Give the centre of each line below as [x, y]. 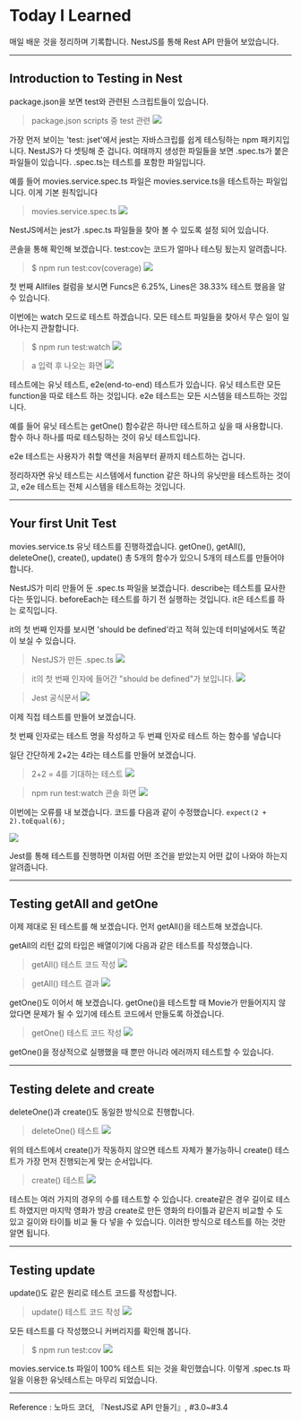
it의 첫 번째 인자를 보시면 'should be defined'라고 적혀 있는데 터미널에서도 [139, 629]
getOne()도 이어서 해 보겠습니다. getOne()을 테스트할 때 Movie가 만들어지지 [143, 1003]
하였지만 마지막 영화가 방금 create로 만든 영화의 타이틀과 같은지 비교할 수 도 [151, 1210]
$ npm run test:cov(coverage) [86, 268]
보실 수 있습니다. [47, 640]
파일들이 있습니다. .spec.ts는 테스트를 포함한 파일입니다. [107, 161]
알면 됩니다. [30, 1233]
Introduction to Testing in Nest [96, 78]
